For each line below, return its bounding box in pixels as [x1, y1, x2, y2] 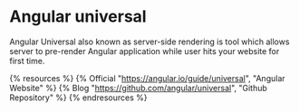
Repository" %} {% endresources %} [9, 92, 148, 103]
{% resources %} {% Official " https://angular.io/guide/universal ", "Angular [9, 72, 285, 83]
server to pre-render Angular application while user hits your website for [9, 45, 280, 56]
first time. [9, 55, 45, 66]
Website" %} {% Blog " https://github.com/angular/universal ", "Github [9, 82, 267, 93]
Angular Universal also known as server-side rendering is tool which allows [9, 36, 290, 47]
